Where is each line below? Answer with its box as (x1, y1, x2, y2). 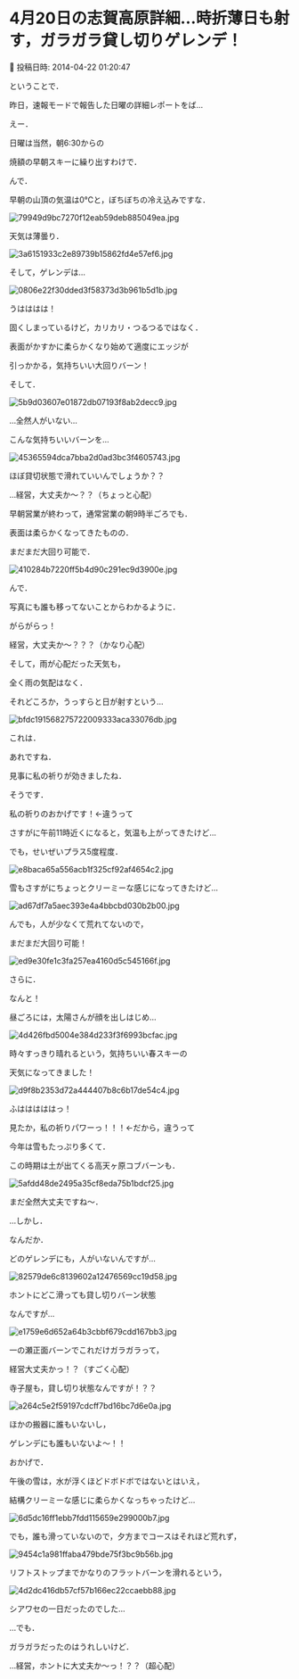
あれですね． (9, 751, 56, 762)
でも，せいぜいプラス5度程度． (9, 846, 123, 856)
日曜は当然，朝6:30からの (9, 137, 105, 148)
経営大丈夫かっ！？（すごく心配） (9, 1363, 134, 1374)
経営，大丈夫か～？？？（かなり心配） (9, 639, 149, 649)
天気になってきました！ (9, 1067, 95, 1078)
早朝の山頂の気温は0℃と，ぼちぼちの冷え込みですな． (9, 194, 211, 205)
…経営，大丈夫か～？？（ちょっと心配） (9, 489, 158, 500)
